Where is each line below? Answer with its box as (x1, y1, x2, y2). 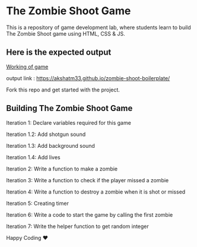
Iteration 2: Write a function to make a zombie (6, 165, 118, 172)
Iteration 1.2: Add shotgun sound (6, 131, 86, 138)
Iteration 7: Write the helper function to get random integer (6, 223, 150, 230)
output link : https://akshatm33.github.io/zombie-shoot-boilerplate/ (6, 74, 170, 81)
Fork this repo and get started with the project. (6, 86, 120, 93)
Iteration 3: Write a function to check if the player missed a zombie (6, 176, 169, 183)
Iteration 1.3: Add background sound (6, 142, 95, 149)
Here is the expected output (6, 47, 112, 58)
